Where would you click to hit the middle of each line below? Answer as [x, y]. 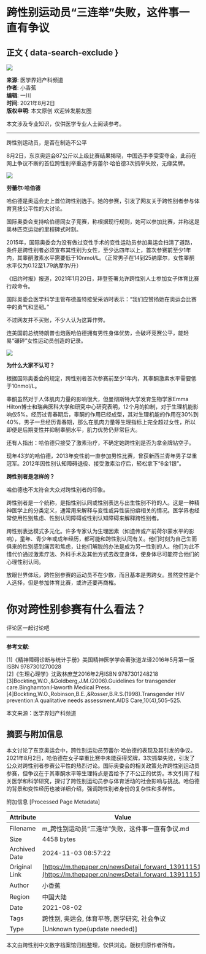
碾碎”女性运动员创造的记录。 [51, 341]
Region [20, 896]
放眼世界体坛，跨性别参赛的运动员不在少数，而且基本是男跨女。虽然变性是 [100, 575]
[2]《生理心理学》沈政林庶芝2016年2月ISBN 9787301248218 [82, 674]
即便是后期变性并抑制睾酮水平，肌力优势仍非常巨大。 [74, 430]
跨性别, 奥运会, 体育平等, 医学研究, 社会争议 [104, 918]
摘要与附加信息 [35, 734]
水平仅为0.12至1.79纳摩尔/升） [44, 265]
